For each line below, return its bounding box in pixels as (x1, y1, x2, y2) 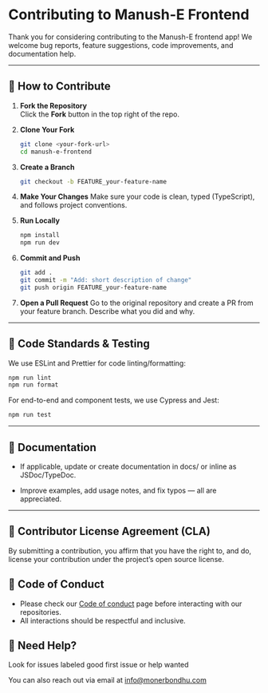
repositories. (19, 607, 61, 616)
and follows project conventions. (19, 200, 128, 210)
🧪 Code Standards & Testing (8, 337, 150, 350)
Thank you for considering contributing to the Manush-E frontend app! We (8, 32, 253, 42)
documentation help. (8, 49, 77, 58)
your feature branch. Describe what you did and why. (19, 306, 195, 316)
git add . (19, 269, 53, 277)
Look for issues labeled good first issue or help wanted (8, 660, 189, 670)
